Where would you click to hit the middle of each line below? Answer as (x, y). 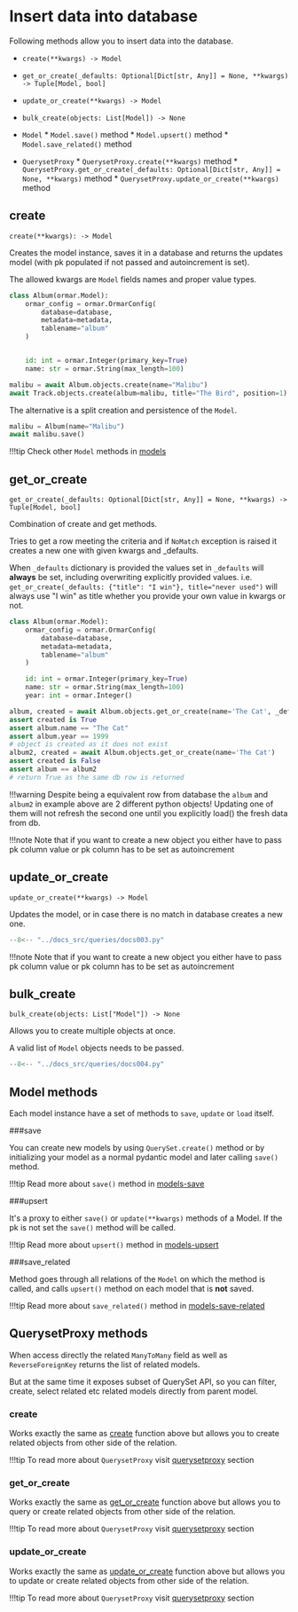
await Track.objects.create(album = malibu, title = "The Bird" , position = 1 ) (149, 393)
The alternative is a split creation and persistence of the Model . (123, 410)
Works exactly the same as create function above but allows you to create (144, 1434)
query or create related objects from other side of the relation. (122, 1512)
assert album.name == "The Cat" (69, 728)
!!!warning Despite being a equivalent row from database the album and (139, 794)
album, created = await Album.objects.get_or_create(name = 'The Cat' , (141, 712)
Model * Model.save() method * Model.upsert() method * (125, 134)
